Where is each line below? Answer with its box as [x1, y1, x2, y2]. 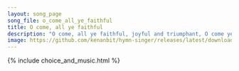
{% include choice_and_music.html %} [7, 56, 121, 65]
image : [7, 37, 27, 44]
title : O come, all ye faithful [7, 23, 103, 31]
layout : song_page [7, 10, 62, 18]
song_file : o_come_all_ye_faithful [7, 17, 113, 24]
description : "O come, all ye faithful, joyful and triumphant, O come [7, 30, 224, 38]
